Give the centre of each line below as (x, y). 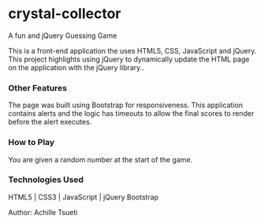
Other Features (37, 87)
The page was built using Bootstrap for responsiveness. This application (125, 105)
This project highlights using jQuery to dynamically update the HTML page (129, 59)
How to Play (32, 143)
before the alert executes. (50, 122)
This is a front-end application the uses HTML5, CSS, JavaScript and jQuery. (132, 50)
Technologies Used (46, 180)
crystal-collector (65, 14)
